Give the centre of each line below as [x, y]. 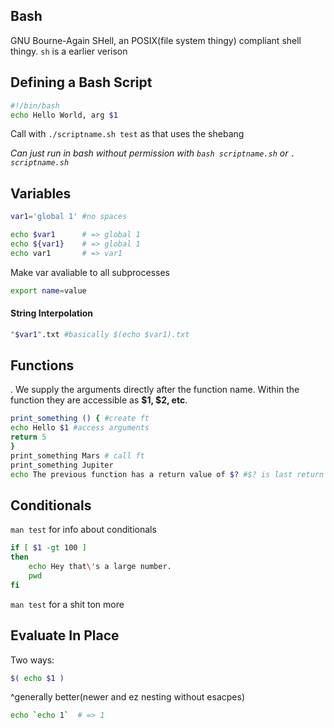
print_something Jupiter [62, 465]
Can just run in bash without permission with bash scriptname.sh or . [153, 153]
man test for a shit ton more [67, 604]
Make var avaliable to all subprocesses [90, 272]
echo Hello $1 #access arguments [80, 428]
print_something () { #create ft [80, 419]
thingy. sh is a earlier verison [69, 51]
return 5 [28, 437]
